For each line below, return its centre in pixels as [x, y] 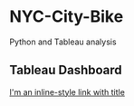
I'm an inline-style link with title [67, 92]
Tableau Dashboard [66, 70]
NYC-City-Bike [67, 17]
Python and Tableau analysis [63, 42]
